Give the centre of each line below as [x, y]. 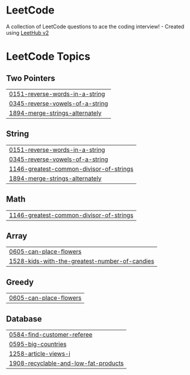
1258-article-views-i [40, 354]
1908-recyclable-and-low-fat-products [67, 363]
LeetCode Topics [48, 57]
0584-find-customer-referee [51, 334]
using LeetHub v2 [28, 32]
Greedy [20, 282]
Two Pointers [31, 78]
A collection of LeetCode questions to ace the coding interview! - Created [95, 26]
